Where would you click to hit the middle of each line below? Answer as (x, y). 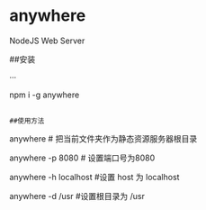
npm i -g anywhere (45, 95)
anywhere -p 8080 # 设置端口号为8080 (82, 158)
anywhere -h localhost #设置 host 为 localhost (94, 177)
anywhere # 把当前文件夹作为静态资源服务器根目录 (103, 138)
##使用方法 (27, 121)
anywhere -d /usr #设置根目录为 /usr (77, 196)
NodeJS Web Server (47, 41)
